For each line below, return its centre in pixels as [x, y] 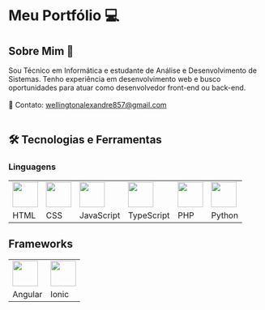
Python [225, 215]
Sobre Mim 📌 [41, 51]
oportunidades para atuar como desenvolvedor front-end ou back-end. [127, 87]
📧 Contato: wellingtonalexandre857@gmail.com [88, 105]
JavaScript [100, 215]
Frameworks [41, 244]
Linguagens [32, 167]
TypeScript [149, 215]
